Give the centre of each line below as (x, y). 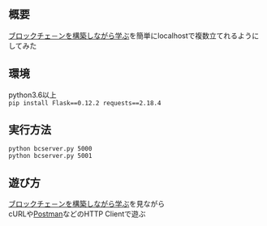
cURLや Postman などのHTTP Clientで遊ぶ (77, 214)
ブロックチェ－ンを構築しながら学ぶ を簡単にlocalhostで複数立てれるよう (130, 36)
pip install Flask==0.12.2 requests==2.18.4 (85, 103)
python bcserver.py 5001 (50, 156)
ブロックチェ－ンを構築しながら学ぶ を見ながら (86, 204)
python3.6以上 (32, 95)
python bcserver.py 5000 (50, 149)
